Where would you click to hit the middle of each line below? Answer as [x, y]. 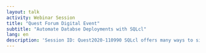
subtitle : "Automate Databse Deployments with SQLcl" [77, 29]
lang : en [17, 35]
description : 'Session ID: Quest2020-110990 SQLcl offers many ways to [100, 40]
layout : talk [23, 12]
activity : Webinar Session [41, 18]
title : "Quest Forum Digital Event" [53, 23]
